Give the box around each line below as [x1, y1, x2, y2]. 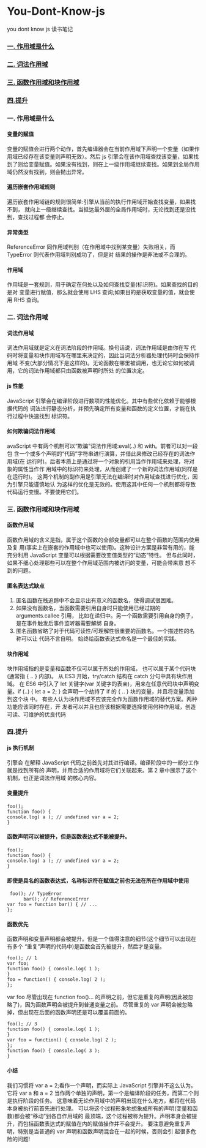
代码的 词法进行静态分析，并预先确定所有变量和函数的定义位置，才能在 [12, 404, 191, 412]
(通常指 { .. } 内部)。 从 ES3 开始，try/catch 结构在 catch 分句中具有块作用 [7, 673, 193, 680]
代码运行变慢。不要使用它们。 [7, 488, 82, 496]
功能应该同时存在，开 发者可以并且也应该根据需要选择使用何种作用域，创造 [7, 703, 196, 711]
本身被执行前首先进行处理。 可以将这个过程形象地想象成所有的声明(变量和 [7, 1105, 193, 1112]
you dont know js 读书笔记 [7, 25, 73, 32]
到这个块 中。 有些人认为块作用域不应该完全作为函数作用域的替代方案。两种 [7, 695, 197, 703]
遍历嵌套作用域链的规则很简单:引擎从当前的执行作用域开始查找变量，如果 [7, 198, 191, 205]
